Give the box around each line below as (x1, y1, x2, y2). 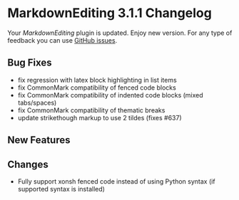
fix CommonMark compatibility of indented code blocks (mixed (17, 90, 203, 99)
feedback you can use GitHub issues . (7, 36, 118, 44)
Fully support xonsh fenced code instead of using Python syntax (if (17, 177, 215, 186)
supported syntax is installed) (17, 184, 106, 193)
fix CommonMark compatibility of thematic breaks (17, 105, 166, 115)
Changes (7, 158, 49, 170)
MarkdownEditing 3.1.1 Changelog (7, 5, 212, 21)
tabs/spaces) (17, 98, 57, 107)
